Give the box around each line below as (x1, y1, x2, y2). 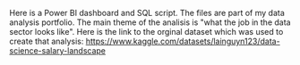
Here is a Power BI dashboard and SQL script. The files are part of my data (9, 8, 285, 18)
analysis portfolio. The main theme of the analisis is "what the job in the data (9, 17, 291, 28)
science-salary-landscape (9, 45, 106, 56)
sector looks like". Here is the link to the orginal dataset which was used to (9, 27, 284, 37)
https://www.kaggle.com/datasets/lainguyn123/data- (85, 36, 280, 46)
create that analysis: (9, 36, 84, 46)
